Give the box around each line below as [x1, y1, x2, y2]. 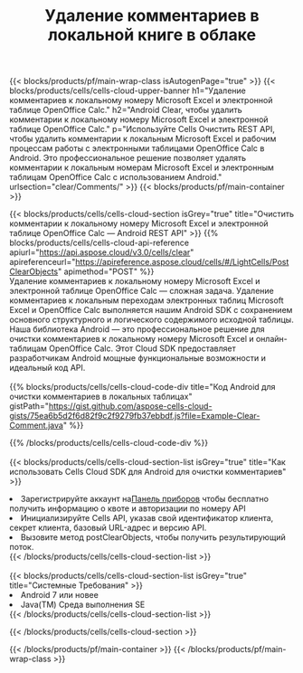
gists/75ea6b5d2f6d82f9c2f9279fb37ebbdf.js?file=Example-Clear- [9, 411, 260, 422]
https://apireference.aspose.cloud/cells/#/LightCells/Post [75, 257, 289, 268]
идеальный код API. [9, 363, 86, 374]
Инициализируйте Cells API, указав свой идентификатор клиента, [21, 513, 274, 524]
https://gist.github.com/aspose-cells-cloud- [48, 401, 213, 412]
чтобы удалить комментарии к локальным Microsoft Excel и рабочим [9, 133, 277, 145]
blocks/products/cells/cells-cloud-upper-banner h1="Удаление [9, 85, 246, 96]
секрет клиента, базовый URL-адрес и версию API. [9, 522, 207, 534]
